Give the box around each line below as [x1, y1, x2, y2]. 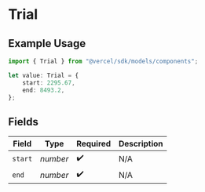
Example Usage [8, 37, 86, 50]
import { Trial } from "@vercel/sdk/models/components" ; [8, 57, 199, 65]
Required [75, 139, 112, 150]
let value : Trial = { [8, 71, 79, 79]
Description [118, 139, 163, 150]
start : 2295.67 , [22, 78, 76, 87]
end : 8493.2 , [22, 86, 65, 94]
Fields [8, 115, 39, 129]
